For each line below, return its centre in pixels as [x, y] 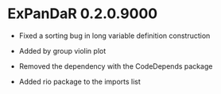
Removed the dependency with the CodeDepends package [116, 66]
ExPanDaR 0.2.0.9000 [83, 14]
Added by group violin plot [62, 51]
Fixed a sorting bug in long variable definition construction [114, 36]
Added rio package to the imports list [79, 81]
